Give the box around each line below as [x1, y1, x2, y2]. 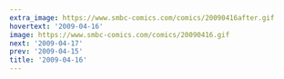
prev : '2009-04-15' [9, 47, 84, 56]
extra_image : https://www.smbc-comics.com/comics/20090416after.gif [9, 13, 275, 23]
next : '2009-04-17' [9, 38, 84, 48]
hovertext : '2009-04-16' [9, 22, 104, 31]
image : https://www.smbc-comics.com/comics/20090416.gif [9, 30, 230, 39]
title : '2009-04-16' [9, 55, 88, 64]
